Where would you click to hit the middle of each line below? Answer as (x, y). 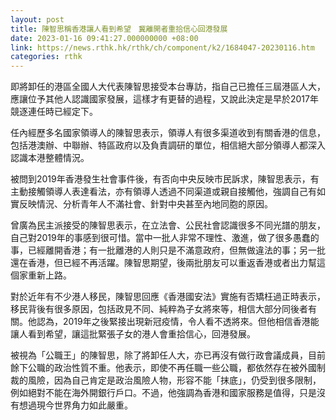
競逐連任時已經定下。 (54, 112)
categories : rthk (46, 57)
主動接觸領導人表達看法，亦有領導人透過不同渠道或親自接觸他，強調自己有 (163, 192)
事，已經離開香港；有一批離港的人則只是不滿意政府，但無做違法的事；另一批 (168, 250)
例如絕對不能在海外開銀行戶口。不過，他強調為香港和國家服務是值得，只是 (163, 393)
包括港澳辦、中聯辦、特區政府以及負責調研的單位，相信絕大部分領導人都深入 (168, 145)
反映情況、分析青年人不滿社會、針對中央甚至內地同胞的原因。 (145, 204)
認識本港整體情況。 (50, 158)
